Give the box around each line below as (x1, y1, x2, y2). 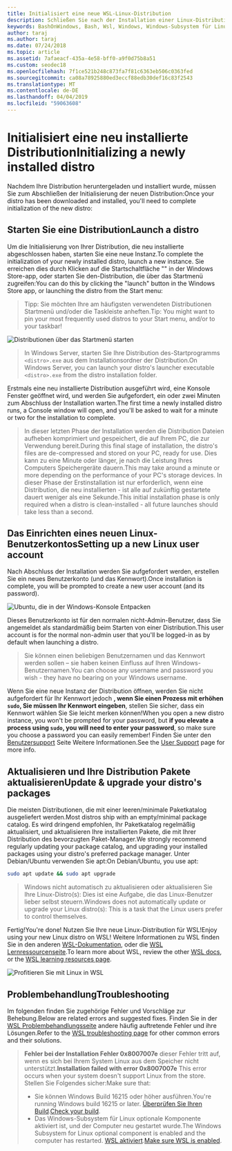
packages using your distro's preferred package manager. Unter (7, 850, 190, 858)
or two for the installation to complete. (7, 413, 116, 421)
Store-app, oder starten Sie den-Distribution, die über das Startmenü (7, 272, 204, 280)
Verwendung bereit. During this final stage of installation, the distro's (23, 441, 218, 450)
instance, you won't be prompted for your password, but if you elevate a (7, 716, 214, 725)
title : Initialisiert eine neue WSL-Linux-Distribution (7, 10, 171, 17)
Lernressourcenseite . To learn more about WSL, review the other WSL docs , (7, 948, 222, 956)
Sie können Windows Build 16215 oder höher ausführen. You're (34, 1092, 212, 1101)
